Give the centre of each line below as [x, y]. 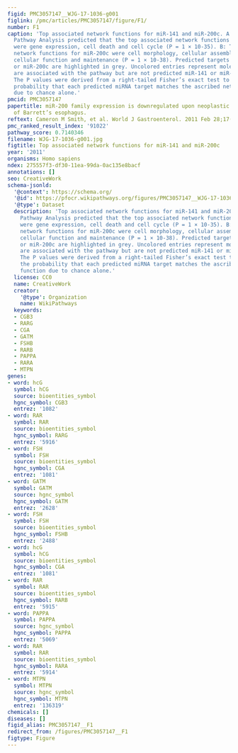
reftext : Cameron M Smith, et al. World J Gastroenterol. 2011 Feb [109, 119]
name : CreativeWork [42, 284]
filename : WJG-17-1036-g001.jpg [55, 139]
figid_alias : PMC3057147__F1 [50, 725]
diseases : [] [27, 719]
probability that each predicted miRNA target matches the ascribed [117, 86]
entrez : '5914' [36, 673]
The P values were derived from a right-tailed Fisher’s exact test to [122, 80]
